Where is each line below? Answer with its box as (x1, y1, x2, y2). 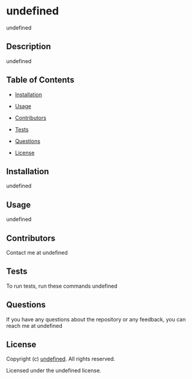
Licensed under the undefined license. (6, 367, 101, 374)
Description (6, 41, 51, 52)
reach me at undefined (6, 322, 63, 329)
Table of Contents (6, 75, 75, 85)
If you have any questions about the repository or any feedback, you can (6, 315, 186, 323)
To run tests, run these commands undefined (6, 282, 118, 290)
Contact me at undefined (6, 249, 68, 256)
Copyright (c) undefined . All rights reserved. (6, 356, 116, 363)
